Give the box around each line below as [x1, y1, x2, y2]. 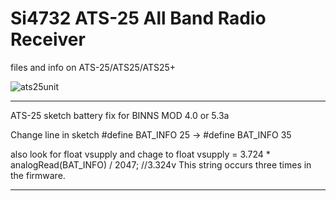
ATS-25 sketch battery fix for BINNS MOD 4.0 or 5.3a [10, 109, 230, 121]
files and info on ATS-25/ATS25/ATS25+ [10, 61, 177, 73]
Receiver [10, 28, 86, 51]
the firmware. [10, 169, 66, 181]
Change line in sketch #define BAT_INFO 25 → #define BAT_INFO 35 [10, 128, 292, 141]
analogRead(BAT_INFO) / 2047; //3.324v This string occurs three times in [10, 158, 312, 171]
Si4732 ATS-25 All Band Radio [10, 7, 267, 30]
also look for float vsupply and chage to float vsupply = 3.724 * [10, 148, 271, 160]
